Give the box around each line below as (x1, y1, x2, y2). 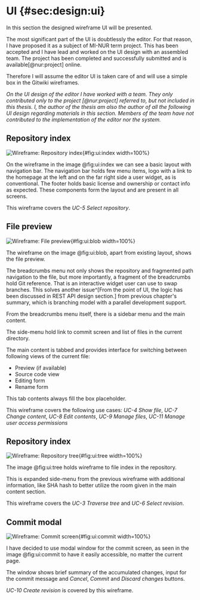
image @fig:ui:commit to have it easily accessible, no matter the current (6, 551, 183, 558)
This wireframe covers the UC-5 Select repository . (6, 204, 130, 211)
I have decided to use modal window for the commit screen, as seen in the (6, 544, 189, 552)
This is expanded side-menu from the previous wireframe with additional (6, 476, 185, 483)
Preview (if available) (14, 364, 67, 371)
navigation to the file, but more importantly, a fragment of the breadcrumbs (6, 273, 191, 281)
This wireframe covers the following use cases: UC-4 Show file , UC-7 (6, 406, 178, 413)
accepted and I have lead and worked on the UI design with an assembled (6, 48, 188, 55)
